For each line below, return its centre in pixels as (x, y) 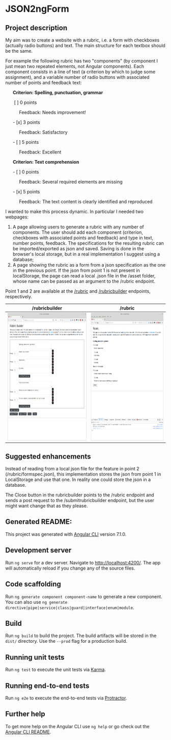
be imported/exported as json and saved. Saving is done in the (78, 248)
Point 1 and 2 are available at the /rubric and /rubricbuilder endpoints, (78, 291)
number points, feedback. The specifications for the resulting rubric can (88, 243)
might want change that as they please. (47, 506)
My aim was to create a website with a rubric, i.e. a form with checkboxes (82, 40)
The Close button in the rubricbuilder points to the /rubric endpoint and (80, 495)
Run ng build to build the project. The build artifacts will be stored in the (81, 636)
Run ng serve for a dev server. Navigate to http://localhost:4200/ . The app (83, 562)
